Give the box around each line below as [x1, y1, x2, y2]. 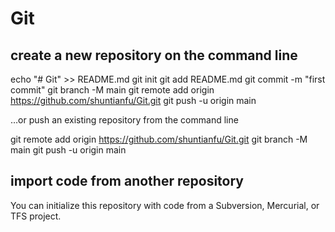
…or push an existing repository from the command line [10, 114, 239, 126]
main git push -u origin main [10, 144, 127, 156]
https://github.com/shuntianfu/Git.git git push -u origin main [10, 95, 257, 106]
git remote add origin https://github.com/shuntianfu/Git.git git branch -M [10, 133, 308, 145]
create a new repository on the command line [10, 47, 298, 64]
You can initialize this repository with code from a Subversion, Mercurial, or [10, 199, 320, 211]
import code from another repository [10, 173, 244, 190]
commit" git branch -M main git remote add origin [10, 84, 215, 96]
